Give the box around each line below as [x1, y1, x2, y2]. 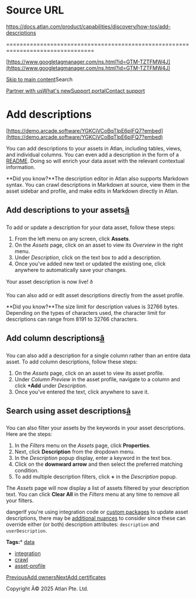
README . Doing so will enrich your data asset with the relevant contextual [6, 157, 185, 164]
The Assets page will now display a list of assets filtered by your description [6, 485, 189, 492]
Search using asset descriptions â [6, 406, 131, 416]
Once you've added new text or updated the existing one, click [14, 260, 166, 267]
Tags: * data [6, 539, 35, 546]
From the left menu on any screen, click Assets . [14, 235, 130, 242]
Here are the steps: [6, 431, 53, 438]
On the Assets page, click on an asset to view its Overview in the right [14, 241, 183, 248]
